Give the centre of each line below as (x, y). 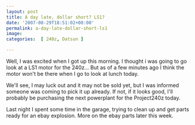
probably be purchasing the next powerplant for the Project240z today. (93, 98)
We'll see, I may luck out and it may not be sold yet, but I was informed (93, 85)
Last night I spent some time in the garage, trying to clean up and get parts (97, 109)
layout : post (22, 12)
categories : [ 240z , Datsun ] (45, 39)
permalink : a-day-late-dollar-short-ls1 (57, 28)
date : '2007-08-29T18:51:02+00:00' (50, 23)
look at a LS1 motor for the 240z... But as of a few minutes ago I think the (95, 68)
